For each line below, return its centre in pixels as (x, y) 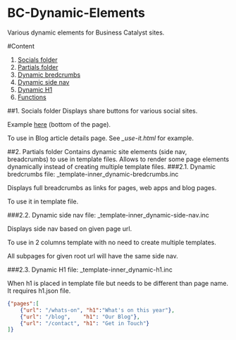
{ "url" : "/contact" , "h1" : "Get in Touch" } (85, 323)
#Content (21, 46)
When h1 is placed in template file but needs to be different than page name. (118, 283)
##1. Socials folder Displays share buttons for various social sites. (103, 111)
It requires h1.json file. (39, 291)
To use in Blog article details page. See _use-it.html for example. (101, 138)
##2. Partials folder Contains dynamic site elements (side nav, (97, 151)
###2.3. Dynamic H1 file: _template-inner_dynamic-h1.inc (90, 270)
